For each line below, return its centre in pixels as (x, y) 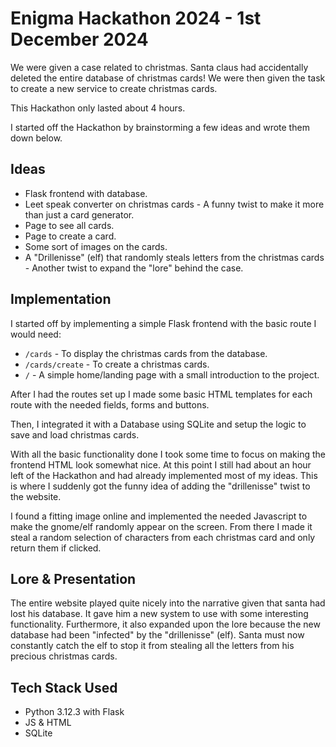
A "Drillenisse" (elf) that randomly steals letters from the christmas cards (174, 257)
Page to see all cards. (69, 225)
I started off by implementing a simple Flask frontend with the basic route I (163, 323)
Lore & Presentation (73, 578)
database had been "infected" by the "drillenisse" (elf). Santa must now (157, 635)
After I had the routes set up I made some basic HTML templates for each (161, 394)
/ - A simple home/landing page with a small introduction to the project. (172, 374)
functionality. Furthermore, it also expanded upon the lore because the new (165, 624)
